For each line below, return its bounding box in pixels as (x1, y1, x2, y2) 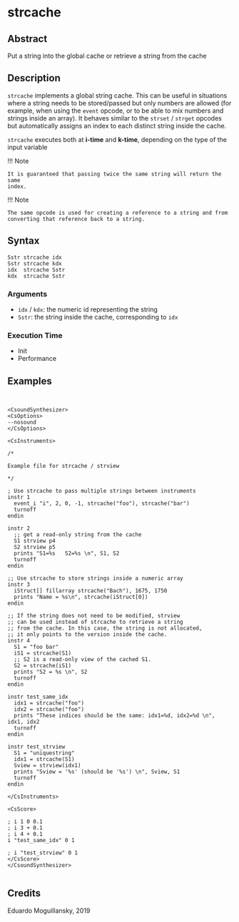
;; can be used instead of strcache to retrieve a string (7, 618, 183, 626)
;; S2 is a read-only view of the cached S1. (14, 656, 152, 663)
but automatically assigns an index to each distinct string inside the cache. (7, 121, 227, 130)
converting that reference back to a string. (7, 215, 145, 222)
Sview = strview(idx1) (14, 762, 81, 769)
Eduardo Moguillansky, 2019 (7, 906, 91, 915)
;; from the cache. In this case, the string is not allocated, (7, 625, 203, 632)
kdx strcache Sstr (7, 272, 66, 280)
